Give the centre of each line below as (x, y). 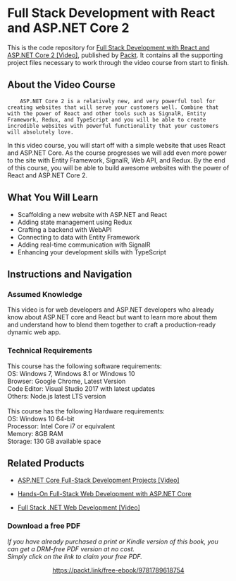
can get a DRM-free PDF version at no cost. (71, 548)
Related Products (46, 463)
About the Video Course (62, 85)
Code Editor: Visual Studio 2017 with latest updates (81, 388)
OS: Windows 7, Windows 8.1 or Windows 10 (71, 373)
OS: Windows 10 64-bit (41, 418)
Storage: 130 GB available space (54, 441)
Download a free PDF (44, 526)
